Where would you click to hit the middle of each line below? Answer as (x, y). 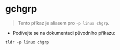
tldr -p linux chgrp (27, 42)
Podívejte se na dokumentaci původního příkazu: (64, 33)
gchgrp (21, 9)
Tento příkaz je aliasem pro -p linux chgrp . (64, 23)
